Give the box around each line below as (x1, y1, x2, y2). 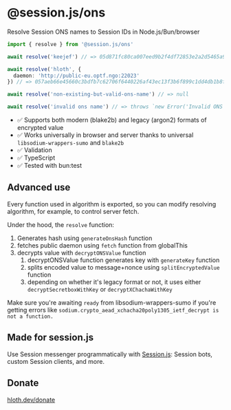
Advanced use (7, 182, 71, 193)
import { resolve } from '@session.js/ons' (7, 41, 134, 47)
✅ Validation (16, 146, 53, 154)
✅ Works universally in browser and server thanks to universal (16, 131, 194, 139)
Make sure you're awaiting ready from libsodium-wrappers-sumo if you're (7, 298, 217, 307)
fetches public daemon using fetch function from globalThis (16, 241, 188, 249)
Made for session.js (7, 332, 94, 343)
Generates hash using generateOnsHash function (16, 234, 153, 242)
